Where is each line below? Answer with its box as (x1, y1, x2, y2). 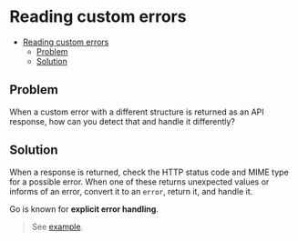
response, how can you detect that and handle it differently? (9, 115, 235, 126)
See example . (31, 221, 84, 232)
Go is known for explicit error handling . (9, 203, 159, 215)
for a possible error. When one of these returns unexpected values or (9, 176, 270, 187)
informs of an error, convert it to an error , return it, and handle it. (9, 186, 253, 196)
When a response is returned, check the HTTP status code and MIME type (9, 166, 289, 177)
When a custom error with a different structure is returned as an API (9, 106, 264, 117)
